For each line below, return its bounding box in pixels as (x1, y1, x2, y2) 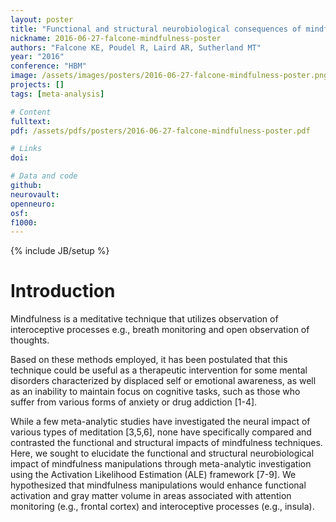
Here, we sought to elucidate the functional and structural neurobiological (10, 447, 315, 460)
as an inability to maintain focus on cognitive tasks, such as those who (10, 386, 301, 398)
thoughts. (10, 334, 50, 346)
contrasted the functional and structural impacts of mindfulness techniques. (10, 437, 323, 449)
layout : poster (10, 14, 74, 25)
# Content (10, 107, 52, 117)
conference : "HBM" (10, 61, 87, 71)
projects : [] (10, 80, 65, 90)
